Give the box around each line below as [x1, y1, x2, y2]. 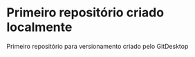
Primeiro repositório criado [6, 5, 164, 21]
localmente [6, 19, 73, 35]
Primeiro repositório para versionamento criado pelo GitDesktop [6, 42, 189, 50]
